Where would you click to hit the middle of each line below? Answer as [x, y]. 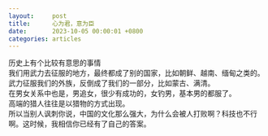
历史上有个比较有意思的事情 [55, 63]
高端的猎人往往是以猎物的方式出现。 [69, 103]
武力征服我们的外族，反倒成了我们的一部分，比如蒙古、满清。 [112, 83]
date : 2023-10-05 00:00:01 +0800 [76, 31]
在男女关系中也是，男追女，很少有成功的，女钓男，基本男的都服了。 [122, 94]
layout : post [38, 16]
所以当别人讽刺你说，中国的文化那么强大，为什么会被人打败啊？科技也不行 [133, 114]
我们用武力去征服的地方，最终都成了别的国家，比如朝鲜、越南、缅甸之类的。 [136, 73]
